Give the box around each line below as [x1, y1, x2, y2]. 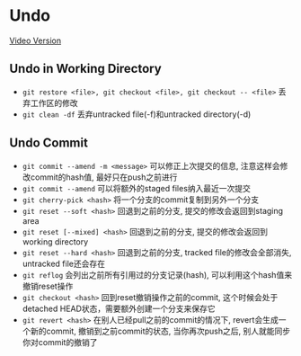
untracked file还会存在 [22, 258, 106, 269]
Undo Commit [9, 136, 88, 151]
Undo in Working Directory [9, 61, 162, 76]
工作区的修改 [30, 97, 78, 108]
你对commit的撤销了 [22, 336, 98, 347]
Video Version [9, 35, 61, 46]
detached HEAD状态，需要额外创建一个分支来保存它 [22, 303, 216, 314]
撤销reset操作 [22, 280, 74, 291]
